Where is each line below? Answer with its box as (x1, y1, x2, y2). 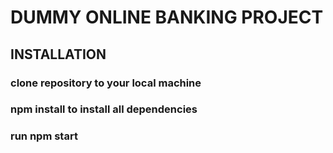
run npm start (10, 129, 78, 143)
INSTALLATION (10, 46, 107, 63)
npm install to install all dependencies (10, 102, 198, 116)
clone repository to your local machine (10, 76, 202, 90)
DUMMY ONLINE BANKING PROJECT (10, 6, 324, 29)
